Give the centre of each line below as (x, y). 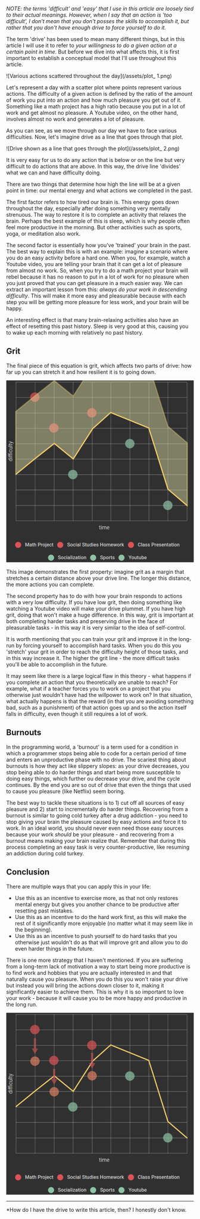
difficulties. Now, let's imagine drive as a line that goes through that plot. (95, 137)
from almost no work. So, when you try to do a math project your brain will (97, 271)
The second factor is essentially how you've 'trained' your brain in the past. (99, 245)
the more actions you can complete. (50, 585)
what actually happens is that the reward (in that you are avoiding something (100, 701)
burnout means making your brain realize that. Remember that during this (96, 840)
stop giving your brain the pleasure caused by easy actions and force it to (96, 821)
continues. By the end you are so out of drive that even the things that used (99, 784)
